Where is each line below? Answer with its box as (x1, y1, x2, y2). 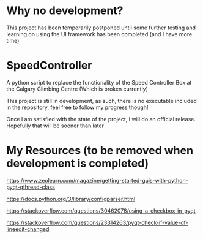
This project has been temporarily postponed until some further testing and (6, 24, 196, 31)
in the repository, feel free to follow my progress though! (6, 104, 149, 111)
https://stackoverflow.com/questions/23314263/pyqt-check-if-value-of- (6, 219, 188, 226)
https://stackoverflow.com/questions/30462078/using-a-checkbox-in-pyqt (6, 207, 196, 214)
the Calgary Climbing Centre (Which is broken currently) (6, 85, 149, 93)
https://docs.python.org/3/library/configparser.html (6, 195, 136, 202)
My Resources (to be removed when (6, 143, 194, 157)
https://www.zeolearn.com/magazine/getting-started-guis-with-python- (6, 176, 188, 184)
